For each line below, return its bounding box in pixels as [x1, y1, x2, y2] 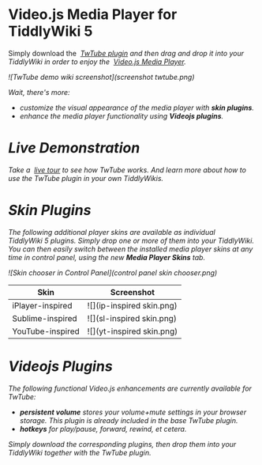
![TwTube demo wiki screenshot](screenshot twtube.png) [8, 72, 195, 81]
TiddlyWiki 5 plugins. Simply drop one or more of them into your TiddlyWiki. [8, 236, 255, 245]
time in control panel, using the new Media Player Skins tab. [8, 252, 206, 262]
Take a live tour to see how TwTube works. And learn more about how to [8, 164, 247, 175]
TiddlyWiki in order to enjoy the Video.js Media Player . [8, 57, 187, 66]
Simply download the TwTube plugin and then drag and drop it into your [8, 48, 245, 58]
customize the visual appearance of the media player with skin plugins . [19, 103, 255, 112]
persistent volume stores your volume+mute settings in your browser [19, 407, 247, 417]
